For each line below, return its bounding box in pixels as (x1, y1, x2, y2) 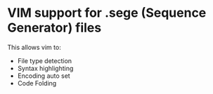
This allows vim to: (7, 43, 61, 51)
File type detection (17, 56, 72, 65)
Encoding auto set (17, 72, 70, 80)
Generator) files (7, 20, 102, 36)
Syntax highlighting (17, 64, 74, 72)
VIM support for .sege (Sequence (7, 5, 207, 21)
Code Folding (17, 79, 57, 87)
